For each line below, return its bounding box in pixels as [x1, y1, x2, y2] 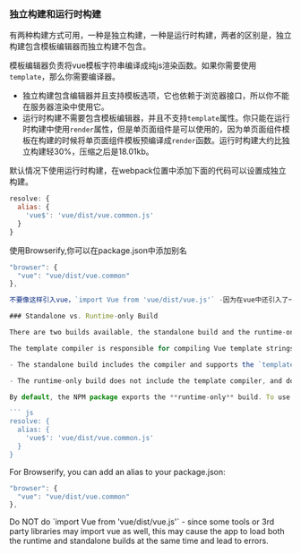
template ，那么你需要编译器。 [9, 72, 121, 82]
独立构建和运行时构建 [9, 7, 101, 20]
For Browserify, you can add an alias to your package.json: [9, 466, 226, 477]
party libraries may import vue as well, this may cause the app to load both [9, 526, 285, 537]
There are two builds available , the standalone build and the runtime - [9, 328, 287, 337]
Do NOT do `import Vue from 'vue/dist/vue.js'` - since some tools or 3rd [9, 516, 275, 527]
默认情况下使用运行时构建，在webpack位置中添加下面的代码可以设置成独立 [9, 166, 287, 176]
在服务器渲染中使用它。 [21, 101, 109, 113]
